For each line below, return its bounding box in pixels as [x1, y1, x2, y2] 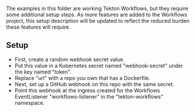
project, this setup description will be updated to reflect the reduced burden [6, 17, 190, 24]
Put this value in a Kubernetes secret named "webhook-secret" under [14, 62, 183, 69]
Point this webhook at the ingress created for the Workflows [14, 87, 160, 94]
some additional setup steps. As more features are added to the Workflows [6, 11, 187, 18]
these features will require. [6, 23, 71, 30]
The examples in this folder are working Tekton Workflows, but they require [6, 5, 189, 12]
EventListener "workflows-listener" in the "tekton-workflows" [14, 93, 163, 100]
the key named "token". [14, 68, 72, 75]
